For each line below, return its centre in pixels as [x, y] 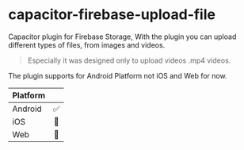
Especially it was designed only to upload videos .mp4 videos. [129, 60]
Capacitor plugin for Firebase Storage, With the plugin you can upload [122, 37]
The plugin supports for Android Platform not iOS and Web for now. [118, 75]
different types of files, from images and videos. [87, 44]
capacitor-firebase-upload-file [112, 15]
